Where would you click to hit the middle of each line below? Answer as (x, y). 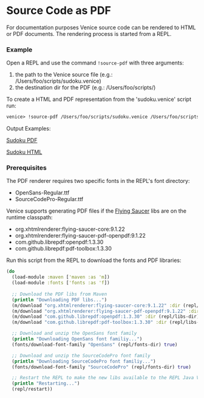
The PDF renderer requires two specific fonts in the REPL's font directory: (98, 181)
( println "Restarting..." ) (46, 383)
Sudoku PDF (22, 140)
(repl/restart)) (32, 389)
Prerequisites (26, 168)
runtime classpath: (29, 218)
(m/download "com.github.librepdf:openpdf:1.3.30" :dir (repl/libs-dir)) (107, 317)
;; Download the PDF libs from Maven (59, 294)
